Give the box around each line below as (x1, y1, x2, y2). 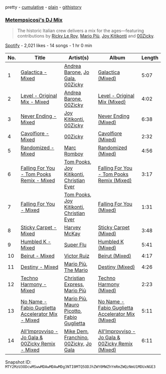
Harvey (64, 224, 81, 231)
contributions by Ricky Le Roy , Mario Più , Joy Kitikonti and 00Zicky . (17, 33, 155, 39)
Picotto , (64, 308, 83, 315)
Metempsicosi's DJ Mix (5, 16, 63, 23)
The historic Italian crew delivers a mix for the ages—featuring (17, 28, 144, 34)
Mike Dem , (64, 328, 89, 335)
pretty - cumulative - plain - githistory (5, 4, 82, 10)
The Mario (64, 267, 88, 274)
